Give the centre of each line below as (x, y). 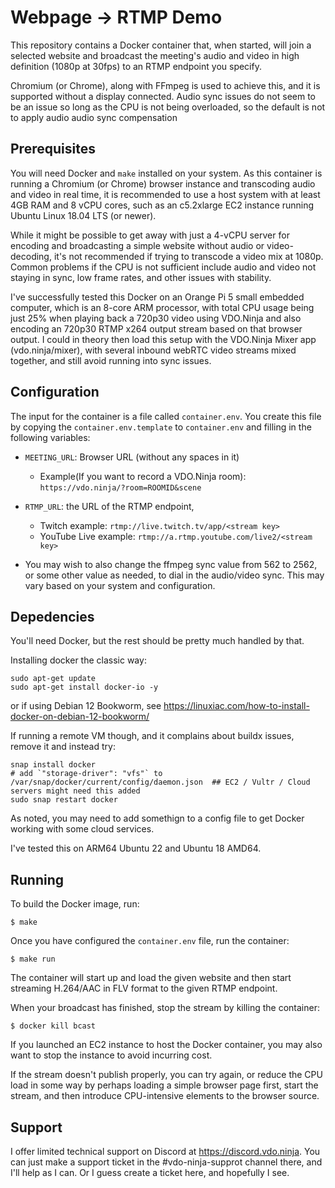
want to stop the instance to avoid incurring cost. (111, 1055)
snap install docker (53, 765)
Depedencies (52, 616)
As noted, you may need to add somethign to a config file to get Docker (157, 818)
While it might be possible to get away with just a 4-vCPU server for (150, 235)
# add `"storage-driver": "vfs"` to (86, 774)
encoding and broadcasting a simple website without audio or (137, 245)
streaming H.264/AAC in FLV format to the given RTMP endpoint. (144, 988)
